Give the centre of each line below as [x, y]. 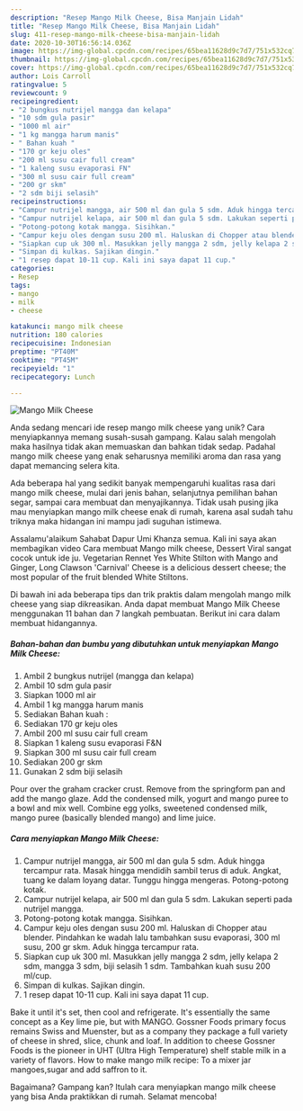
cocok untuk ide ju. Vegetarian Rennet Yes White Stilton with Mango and [144, 558]
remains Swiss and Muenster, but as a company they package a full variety [149, 1032]
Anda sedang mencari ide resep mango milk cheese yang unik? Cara [138, 427]
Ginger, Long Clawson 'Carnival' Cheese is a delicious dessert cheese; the [148, 568]
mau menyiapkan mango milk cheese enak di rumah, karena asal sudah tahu [151, 512]
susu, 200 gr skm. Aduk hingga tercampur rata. [111, 947]
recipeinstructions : [49, 202]
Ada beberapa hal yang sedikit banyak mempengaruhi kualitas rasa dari [143, 483]
